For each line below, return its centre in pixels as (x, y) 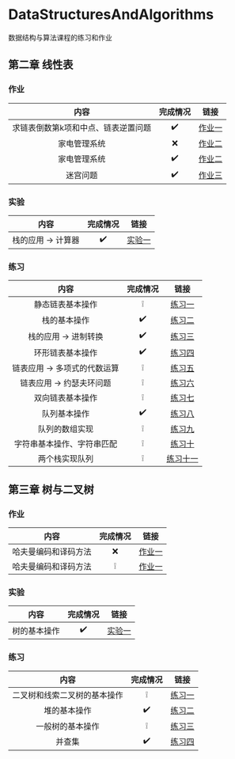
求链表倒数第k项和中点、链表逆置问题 (82, 128)
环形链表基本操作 (65, 352)
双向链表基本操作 (65, 398)
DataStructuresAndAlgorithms (111, 15)
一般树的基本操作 (68, 726)
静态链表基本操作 (65, 305)
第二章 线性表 (41, 65)
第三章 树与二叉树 (51, 490)
